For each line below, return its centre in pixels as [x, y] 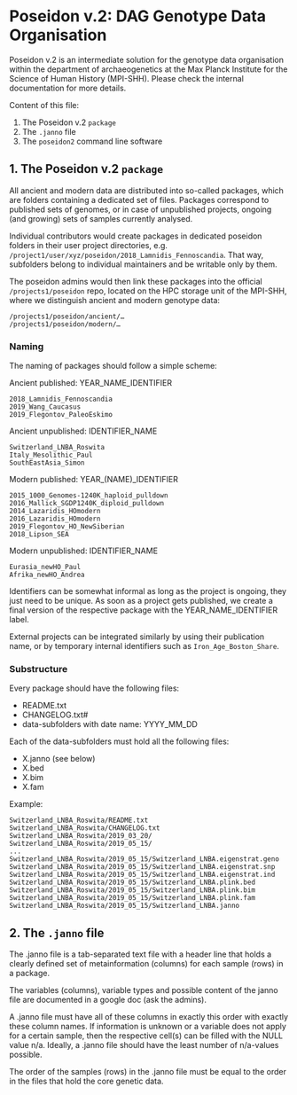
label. [19, 620]
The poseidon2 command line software [92, 141]
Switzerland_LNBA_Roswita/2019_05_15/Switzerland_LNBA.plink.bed [132, 883]
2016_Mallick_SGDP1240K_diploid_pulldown [87, 504]
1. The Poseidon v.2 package [86, 169]
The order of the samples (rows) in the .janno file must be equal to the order [148, 1072]
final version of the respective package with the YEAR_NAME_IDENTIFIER [143, 610]
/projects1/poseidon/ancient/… [67, 317]
